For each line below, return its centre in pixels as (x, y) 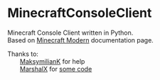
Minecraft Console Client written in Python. (70, 33)
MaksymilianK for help (53, 61)
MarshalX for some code (56, 69)
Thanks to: (23, 54)
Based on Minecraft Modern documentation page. (81, 40)
